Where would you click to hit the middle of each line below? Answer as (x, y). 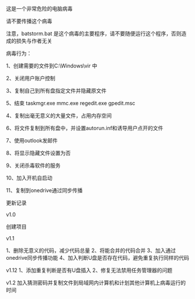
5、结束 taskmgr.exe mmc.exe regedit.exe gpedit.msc (71, 103)
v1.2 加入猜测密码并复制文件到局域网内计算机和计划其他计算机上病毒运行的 (96, 283)
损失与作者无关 (34, 41)
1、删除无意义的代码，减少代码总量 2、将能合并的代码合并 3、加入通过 (91, 250)
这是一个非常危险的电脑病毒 (39, 9)
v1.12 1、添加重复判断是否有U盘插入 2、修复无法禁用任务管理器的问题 (89, 270)
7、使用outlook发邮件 (32, 140)
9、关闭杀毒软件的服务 (33, 165)
